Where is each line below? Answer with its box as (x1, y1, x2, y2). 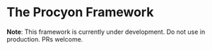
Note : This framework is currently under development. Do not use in (6, 27, 206, 36)
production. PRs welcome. (6, 35, 83, 43)
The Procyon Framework (6, 4, 154, 20)
